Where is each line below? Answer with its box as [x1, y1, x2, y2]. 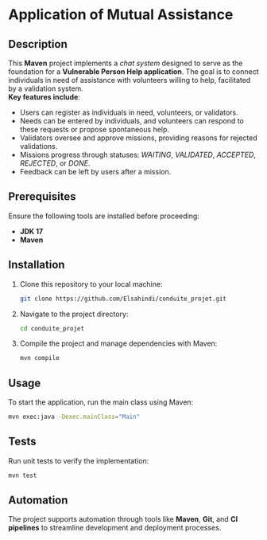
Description [8, 37, 68, 51]
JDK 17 [19, 226, 44, 236]
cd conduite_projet [19, 324, 85, 332]
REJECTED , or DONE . [19, 158, 91, 168]
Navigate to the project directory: [19, 309, 129, 319]
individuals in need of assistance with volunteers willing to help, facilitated [8, 76, 251, 84]
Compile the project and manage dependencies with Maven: [19, 338, 218, 348]
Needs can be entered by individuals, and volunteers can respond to [19, 116, 244, 125]
